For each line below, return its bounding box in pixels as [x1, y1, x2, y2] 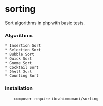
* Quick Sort [5, 56, 32, 61]
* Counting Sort [5, 73, 39, 78]
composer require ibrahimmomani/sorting [14, 96, 99, 101]
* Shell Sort [5, 69, 32, 74]
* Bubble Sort [5, 52, 35, 57]
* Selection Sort [5, 48, 41, 53]
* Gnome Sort [5, 61, 32, 66]
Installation [5, 85, 33, 92]
